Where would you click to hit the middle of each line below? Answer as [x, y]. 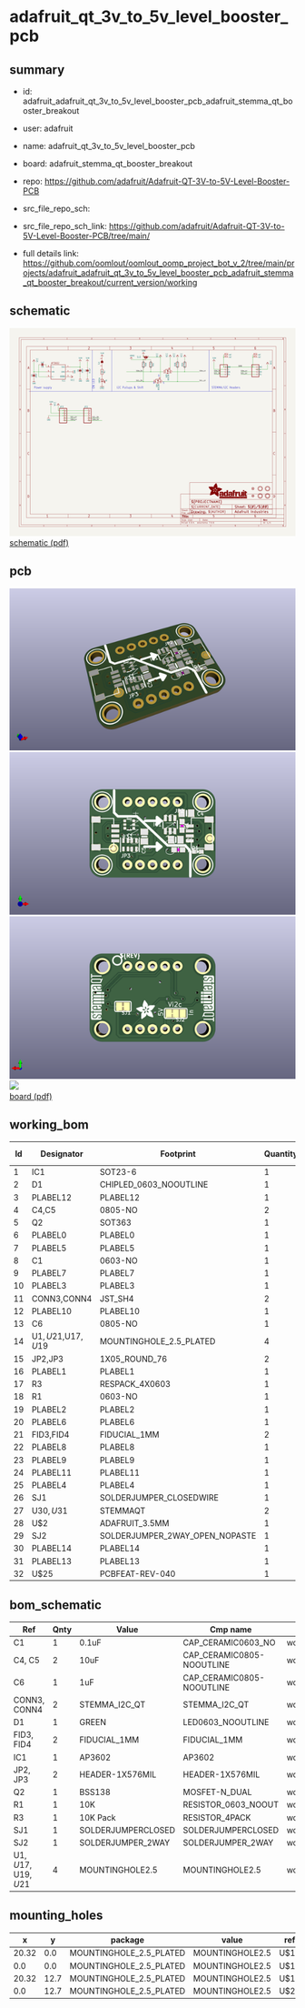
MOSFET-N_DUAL [217, 1792]
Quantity [281, 1154]
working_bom [49, 1125]
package [128, 1940]
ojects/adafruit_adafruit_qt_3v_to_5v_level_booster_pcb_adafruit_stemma [158, 273]
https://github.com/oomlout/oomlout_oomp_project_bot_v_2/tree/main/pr [158, 263]
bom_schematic [56, 1605]
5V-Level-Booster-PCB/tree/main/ [86, 236]
